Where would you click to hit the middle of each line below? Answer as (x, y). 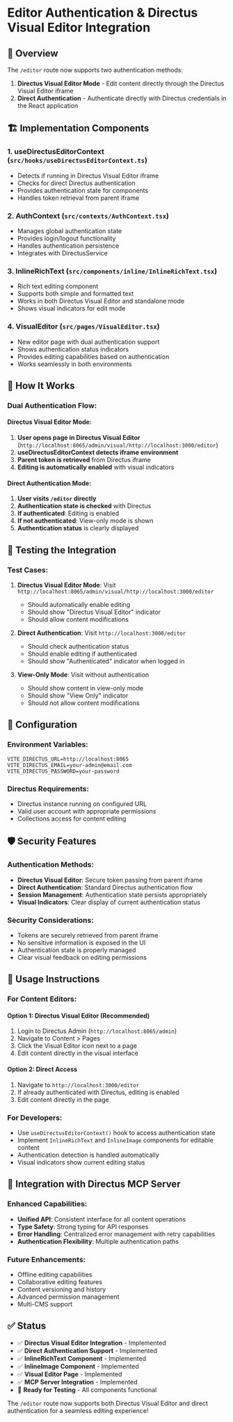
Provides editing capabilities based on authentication (93, 356)
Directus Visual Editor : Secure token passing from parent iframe (110, 880)
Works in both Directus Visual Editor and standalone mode (101, 301)
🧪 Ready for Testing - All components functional (87, 1389)
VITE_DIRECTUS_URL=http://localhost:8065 (68, 759)
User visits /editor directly (57, 498)
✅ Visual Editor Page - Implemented (70, 1374)
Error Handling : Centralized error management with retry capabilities (116, 1234)
